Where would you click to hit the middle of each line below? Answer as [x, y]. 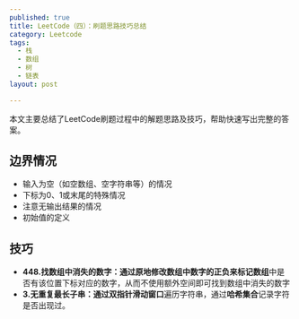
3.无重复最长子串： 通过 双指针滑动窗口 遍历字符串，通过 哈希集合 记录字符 [156, 294]
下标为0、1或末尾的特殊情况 [74, 195]
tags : [19, 43]
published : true [40, 17]
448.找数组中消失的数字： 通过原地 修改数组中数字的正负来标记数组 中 [149, 272]
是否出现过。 [46, 306]
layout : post [34, 84]
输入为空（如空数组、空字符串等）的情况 [97, 184]
